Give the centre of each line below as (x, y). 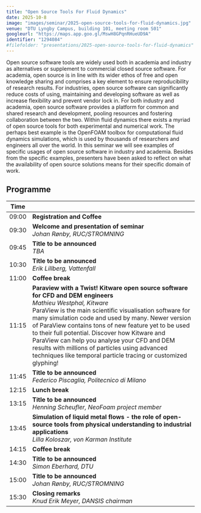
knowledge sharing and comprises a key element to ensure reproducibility (98, 81)
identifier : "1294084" (34, 40)
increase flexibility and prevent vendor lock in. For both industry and (90, 100)
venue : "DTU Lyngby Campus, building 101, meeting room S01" (84, 28)
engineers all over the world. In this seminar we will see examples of (90, 145)
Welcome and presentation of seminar (88, 226)
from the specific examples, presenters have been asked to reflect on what (99, 158)
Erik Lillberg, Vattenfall (64, 268)
